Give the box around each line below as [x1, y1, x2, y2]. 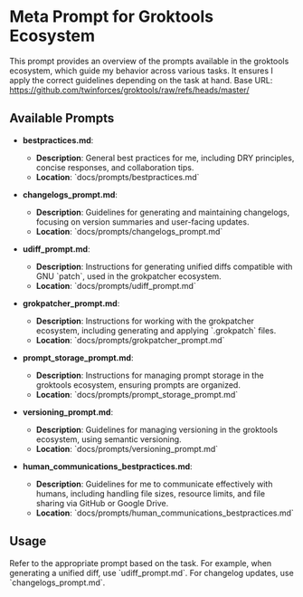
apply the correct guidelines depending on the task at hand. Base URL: [9, 74, 273, 85]
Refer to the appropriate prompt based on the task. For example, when [9, 557, 272, 568]
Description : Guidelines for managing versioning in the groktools [35, 424, 279, 435]
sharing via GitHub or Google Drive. [35, 497, 169, 508]
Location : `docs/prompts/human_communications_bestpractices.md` [35, 507, 294, 518]
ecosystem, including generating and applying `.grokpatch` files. [35, 324, 277, 336]
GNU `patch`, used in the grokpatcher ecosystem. [35, 270, 222, 282]
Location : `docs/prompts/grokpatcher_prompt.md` [35, 334, 225, 345]
